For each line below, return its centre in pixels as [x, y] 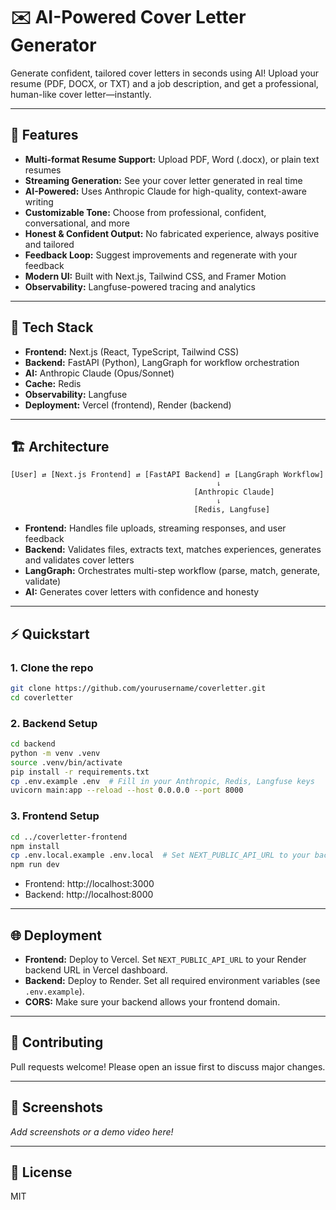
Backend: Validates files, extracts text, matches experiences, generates [173, 550]
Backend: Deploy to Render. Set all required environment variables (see [172, 980]
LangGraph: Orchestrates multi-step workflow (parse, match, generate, [172, 571]
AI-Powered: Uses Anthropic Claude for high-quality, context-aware [166, 191]
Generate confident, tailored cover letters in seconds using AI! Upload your [165, 73]
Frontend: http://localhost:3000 [89, 884]
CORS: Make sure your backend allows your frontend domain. [152, 1001]
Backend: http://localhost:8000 [89, 895]
